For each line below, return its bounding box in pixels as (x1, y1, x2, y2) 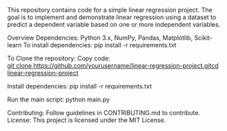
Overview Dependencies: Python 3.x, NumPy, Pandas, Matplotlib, (7, 34, 193, 42)
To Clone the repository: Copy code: (7, 54, 110, 62)
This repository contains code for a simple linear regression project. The (7, 6, 213, 14)
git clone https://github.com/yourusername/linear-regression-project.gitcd (7, 62, 219, 69)
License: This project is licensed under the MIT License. (7, 116, 166, 124)
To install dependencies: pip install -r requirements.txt (23, 41, 177, 49)
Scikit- (194, 34, 213, 42)
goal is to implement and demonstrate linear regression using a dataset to (7, 13, 217, 21)
